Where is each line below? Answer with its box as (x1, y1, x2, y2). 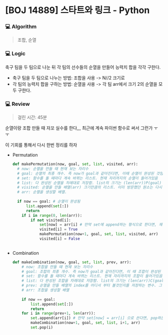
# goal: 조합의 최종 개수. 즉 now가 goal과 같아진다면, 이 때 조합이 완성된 (21, 269, 161, 274)
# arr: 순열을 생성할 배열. (17, 190, 67, 195)
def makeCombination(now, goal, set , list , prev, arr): (12, 259, 131, 265)
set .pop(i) (30, 325, 53, 330)
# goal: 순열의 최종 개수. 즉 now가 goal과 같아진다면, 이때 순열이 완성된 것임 (17, 171, 163, 176)
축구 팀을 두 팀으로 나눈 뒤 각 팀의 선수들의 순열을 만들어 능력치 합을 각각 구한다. (5, 64, 161, 70)
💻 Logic (5, 50, 26, 57)
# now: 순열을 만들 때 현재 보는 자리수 (17, 166, 89, 171)
